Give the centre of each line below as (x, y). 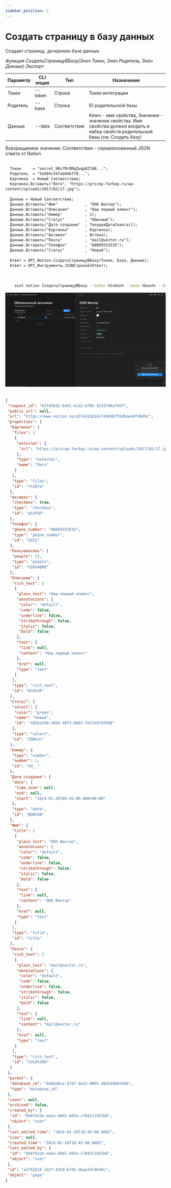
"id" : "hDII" (26, 540)
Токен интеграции (108, 93)
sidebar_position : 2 (27, 11)
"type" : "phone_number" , (38, 535)
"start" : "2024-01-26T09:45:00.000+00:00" (60, 798)
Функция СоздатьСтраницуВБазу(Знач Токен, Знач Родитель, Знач (79, 61)
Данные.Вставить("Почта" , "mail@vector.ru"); (70, 240)
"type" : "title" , (31, 933)
